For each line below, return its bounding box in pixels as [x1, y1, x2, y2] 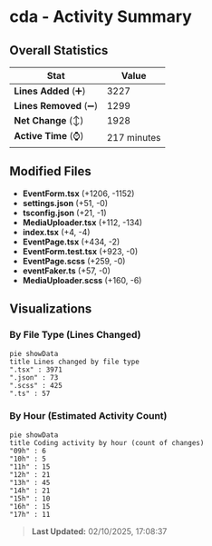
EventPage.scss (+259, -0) [22, 255, 126, 266]
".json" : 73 [9, 372, 59, 382]
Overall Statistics [9, 43, 109, 58]
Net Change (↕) [14, 114, 84, 126]
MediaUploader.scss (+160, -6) [22, 274, 142, 285]
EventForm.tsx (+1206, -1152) [22, 188, 135, 199]
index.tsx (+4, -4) [22, 226, 91, 237]
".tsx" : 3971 [9, 365, 63, 374]
